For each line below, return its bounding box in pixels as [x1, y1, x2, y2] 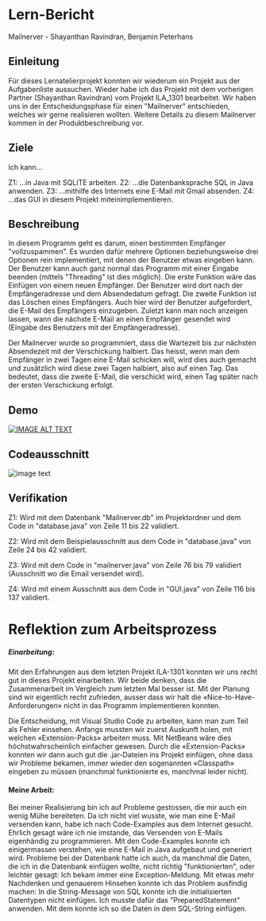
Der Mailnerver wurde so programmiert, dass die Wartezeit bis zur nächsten [8, 338, 256, 348]
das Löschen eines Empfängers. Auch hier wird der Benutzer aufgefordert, [8, 298, 253, 307]
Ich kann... [8, 162, 43, 171]
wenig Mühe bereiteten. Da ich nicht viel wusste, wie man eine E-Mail [8, 811, 236, 821]
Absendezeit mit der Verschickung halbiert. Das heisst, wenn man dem [8, 347, 240, 356]
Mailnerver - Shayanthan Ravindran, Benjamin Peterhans [8, 32, 194, 41]
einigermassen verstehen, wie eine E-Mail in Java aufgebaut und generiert [8, 845, 253, 854]
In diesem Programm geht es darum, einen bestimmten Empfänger [8, 238, 226, 248]
